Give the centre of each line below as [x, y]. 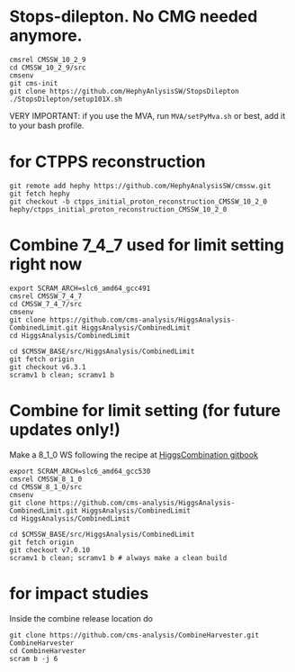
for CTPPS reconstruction [107, 162]
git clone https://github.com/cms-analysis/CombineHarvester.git [134, 635]
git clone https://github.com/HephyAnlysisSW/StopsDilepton [125, 91]
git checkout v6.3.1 [48, 367]
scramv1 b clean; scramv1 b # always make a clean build [118, 558]
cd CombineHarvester [48, 650]
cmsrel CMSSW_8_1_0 [46, 479]
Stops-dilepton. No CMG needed [134, 17]
